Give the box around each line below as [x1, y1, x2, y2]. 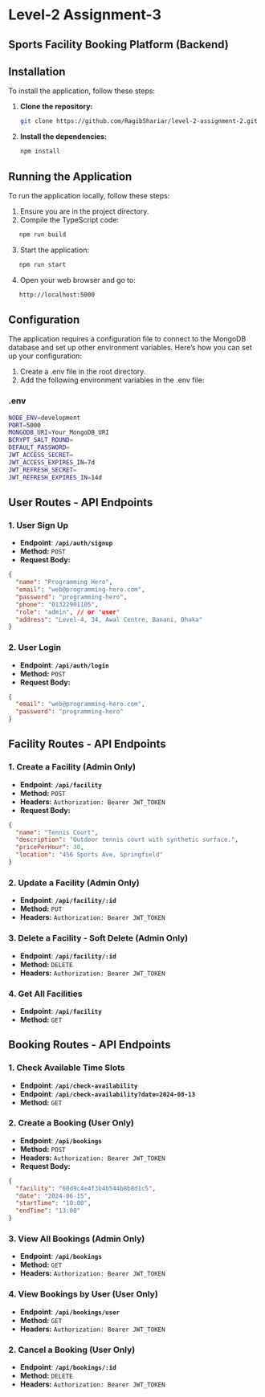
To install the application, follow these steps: [8, 86, 155, 96]
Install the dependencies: [19, 132, 107, 141]
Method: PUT [19, 904, 63, 913]
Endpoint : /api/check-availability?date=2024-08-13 [19, 1089, 196, 1098]
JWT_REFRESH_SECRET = [8, 466, 78, 474]
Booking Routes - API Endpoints [8, 1038, 171, 1052]
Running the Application [8, 170, 132, 183]
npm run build [18, 231, 67, 239]
